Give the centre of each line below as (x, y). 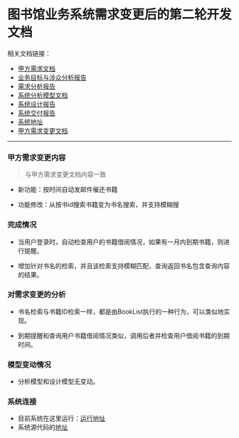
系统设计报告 (36, 104)
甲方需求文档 (36, 68)
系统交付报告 (36, 113)
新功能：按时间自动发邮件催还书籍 (68, 190)
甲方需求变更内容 (37, 157)
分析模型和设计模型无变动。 (58, 382)
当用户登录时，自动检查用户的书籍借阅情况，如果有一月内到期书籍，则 (121, 242)
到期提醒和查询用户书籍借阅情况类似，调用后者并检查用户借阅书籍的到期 (123, 336)
